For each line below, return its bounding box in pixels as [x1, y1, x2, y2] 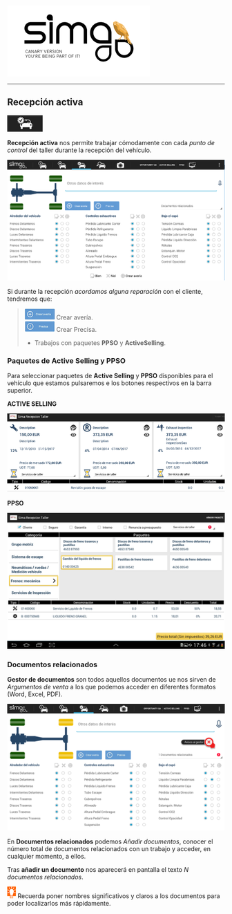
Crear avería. [56, 313, 93, 321]
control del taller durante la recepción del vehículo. [7, 146, 152, 154]
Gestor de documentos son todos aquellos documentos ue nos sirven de [7, 675, 216, 683]
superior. [7, 386, 33, 395]
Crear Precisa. [56, 326, 97, 334]
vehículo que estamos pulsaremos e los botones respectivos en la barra [7, 379, 212, 387]
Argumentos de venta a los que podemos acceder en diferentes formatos [7, 682, 216, 691]
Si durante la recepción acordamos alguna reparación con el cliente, [7, 288, 203, 296]
